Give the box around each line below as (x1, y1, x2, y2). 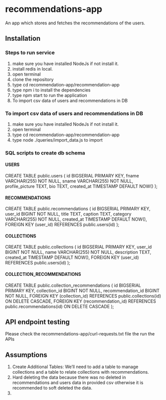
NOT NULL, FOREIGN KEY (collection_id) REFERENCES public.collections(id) (5, 293, 162, 299)
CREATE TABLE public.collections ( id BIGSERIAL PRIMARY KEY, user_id (5, 244, 152, 250)
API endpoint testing (5, 318, 70, 326)
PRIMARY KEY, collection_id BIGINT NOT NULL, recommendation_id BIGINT (5, 287, 160, 294)
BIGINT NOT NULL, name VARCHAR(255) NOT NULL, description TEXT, (5, 249, 152, 255)
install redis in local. (12, 66, 53, 72)
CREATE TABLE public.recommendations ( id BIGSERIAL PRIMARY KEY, (5, 206, 151, 212)
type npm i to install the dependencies (12, 87, 91, 93)
